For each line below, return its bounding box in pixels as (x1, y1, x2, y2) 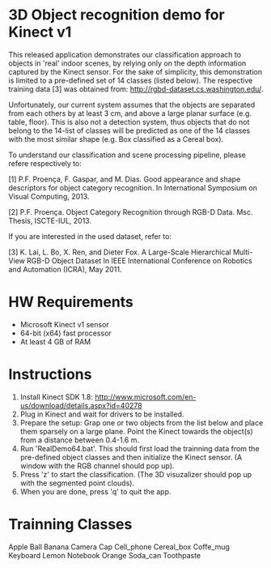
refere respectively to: (8, 158, 83, 168)
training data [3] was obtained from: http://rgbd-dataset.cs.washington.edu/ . (8, 83, 264, 94)
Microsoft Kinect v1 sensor (19, 319, 109, 329)
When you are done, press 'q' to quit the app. (19, 486, 171, 496)
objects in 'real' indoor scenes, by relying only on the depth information (8, 58, 247, 68)
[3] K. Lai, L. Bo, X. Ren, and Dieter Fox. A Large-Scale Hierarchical (8, 247, 232, 257)
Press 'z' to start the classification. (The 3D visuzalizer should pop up (19, 469, 252, 479)
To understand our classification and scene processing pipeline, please (8, 150, 247, 160)
